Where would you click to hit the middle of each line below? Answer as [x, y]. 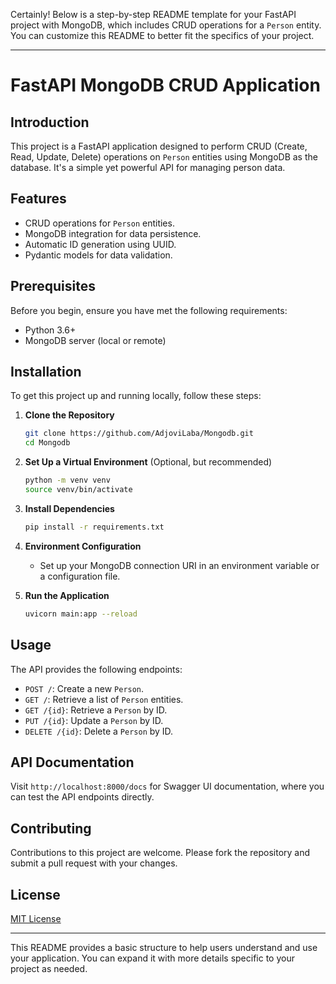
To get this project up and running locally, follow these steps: [136, 396]
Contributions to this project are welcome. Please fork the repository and [160, 853]
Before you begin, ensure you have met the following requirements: [149, 310]
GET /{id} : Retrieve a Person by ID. [96, 710]
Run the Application [67, 595]
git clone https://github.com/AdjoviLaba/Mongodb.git [139, 434]
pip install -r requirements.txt [94, 527]
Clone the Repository [69, 415]
